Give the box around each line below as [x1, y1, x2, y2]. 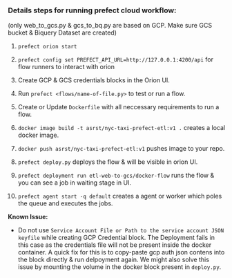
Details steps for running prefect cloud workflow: [8, 6, 177, 15]
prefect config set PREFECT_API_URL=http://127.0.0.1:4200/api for [17, 55, 213, 64]
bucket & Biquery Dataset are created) [8, 28, 117, 37]
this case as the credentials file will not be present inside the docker [17, 241, 212, 249]
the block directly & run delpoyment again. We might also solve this [17, 255, 210, 264]
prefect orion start [17, 44, 77, 50]
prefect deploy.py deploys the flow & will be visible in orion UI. [17, 158, 198, 166]
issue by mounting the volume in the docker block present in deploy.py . [17, 263, 222, 271]
